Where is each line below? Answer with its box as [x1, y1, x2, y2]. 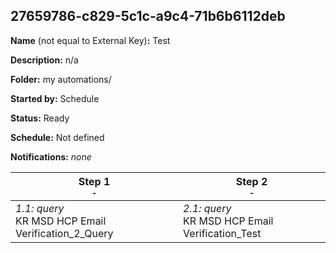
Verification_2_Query [15, 226, 114, 240]
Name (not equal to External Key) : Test [10, 34, 171, 46]
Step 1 [78, 174, 111, 188]
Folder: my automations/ [10, 73, 112, 85]
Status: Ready [10, 112, 70, 124]
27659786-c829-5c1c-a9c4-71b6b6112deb [10, 8, 286, 25]
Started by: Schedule [10, 92, 100, 104]
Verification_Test [183, 226, 262, 240]
